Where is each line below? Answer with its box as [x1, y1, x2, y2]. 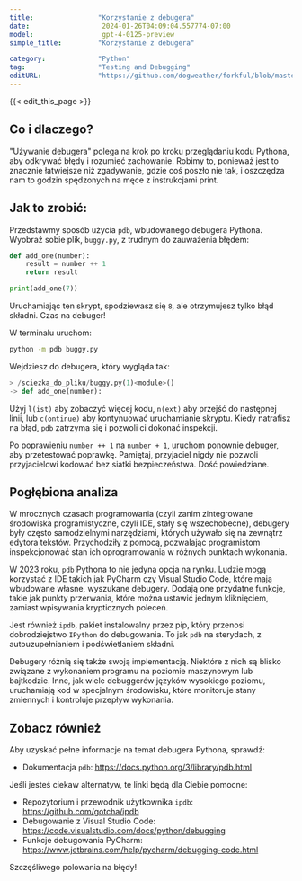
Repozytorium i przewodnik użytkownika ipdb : [22, 796, 193, 807]
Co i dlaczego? [9, 122, 94, 138]
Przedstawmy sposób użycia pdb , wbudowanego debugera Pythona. [9, 224, 263, 235]
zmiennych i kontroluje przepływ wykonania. [9, 694, 173, 706]
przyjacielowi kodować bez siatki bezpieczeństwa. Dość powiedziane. [9, 458, 270, 469]
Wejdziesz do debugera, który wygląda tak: [9, 360, 171, 371]
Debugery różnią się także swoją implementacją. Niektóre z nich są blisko [9, 656, 281, 667]
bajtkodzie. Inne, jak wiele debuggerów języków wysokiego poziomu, [9, 675, 266, 686]
